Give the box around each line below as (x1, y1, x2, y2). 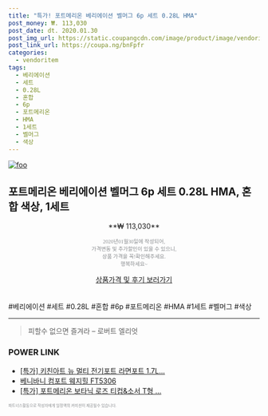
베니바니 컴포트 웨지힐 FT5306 (19, 376, 117, 386)
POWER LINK (8, 347, 60, 358)
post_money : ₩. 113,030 (8, 19, 88, 27)
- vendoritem (15, 57, 59, 65)
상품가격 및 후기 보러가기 (95, 275, 173, 284)
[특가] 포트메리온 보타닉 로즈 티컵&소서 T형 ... (19, 386, 162, 395)
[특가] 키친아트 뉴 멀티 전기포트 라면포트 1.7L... (19, 366, 166, 375)
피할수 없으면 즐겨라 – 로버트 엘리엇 (27, 327, 138, 336)
